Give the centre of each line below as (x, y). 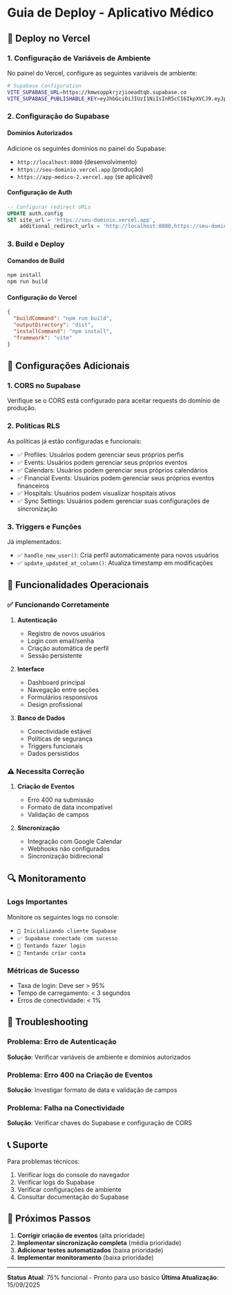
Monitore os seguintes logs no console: (63, 917)
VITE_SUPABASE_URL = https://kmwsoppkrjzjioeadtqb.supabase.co (97, 92)
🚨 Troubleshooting (48, 1022)
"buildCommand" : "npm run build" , (63, 319)
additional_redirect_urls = (60, 227)
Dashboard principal (56, 682)
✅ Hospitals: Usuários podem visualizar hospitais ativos (96, 493)
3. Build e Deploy (36, 244)
